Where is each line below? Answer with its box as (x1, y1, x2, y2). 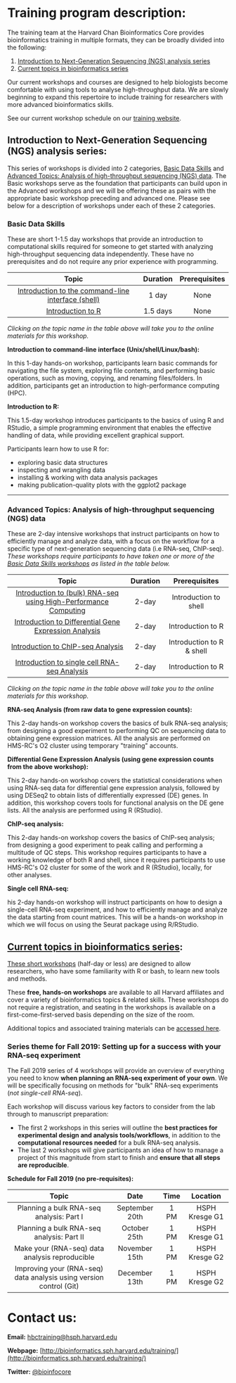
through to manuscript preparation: (7, 1110, 109, 1118)
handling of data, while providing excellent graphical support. (7, 431, 185, 440)
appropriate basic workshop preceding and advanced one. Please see (7, 193, 211, 202)
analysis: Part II (34, 1232, 84, 1242)
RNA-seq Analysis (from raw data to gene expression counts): (7, 706, 192, 714)
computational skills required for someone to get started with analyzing (7, 243, 214, 251)
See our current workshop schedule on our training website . (7, 114, 181, 122)
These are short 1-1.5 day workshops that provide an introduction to (7, 235, 204, 243)
